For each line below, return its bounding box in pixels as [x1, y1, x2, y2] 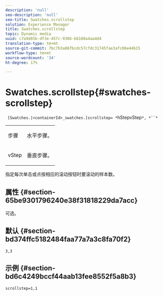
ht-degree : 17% [5, 60, 38, 65]
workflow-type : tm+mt [5, 50, 52, 55]
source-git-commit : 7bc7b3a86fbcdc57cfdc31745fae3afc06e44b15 [5, 46, 141, 51]
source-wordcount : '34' [5, 55, 56, 61]
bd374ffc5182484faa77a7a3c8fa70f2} [5, 235, 131, 244]
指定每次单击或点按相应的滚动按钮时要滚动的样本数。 [5, 171, 118, 177]
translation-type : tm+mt [5, 41, 58, 46]
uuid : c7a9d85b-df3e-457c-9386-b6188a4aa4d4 [5, 36, 102, 42]
